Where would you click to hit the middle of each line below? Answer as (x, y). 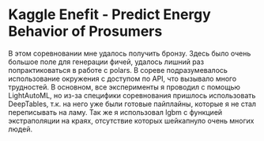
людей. (21, 129)
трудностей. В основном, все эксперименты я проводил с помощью (124, 87)
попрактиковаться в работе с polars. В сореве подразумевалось (118, 70)
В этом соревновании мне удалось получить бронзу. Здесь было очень (130, 53)
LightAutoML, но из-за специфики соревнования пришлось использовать (132, 95)
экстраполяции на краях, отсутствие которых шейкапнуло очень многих (131, 120)
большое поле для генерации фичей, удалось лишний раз (106, 62)
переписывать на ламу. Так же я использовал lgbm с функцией (115, 112)
